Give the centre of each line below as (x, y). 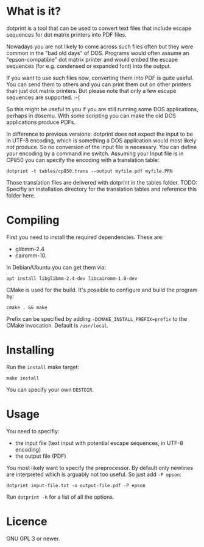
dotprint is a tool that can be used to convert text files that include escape (99, 28)
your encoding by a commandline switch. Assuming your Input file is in (95, 153)
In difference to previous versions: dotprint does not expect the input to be (100, 134)
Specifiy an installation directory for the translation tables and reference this (102, 189)
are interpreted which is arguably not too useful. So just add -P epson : (94, 474)
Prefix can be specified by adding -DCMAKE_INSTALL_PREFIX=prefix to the (97, 318)
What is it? (34, 11)
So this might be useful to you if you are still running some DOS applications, (102, 109)
